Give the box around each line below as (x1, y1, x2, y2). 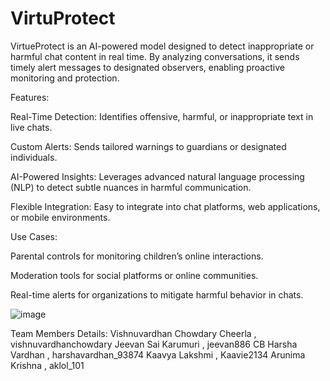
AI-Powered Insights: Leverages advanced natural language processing (10, 170, 305, 182)
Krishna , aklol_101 (10, 359, 85, 371)
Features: (10, 91, 50, 103)
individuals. (10, 151, 58, 163)
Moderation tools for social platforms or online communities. (10, 269, 259, 281)
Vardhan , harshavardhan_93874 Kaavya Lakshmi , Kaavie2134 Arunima (10, 348, 306, 361)
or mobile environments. (10, 211, 111, 223)
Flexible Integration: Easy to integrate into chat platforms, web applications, (10, 200, 321, 212)
